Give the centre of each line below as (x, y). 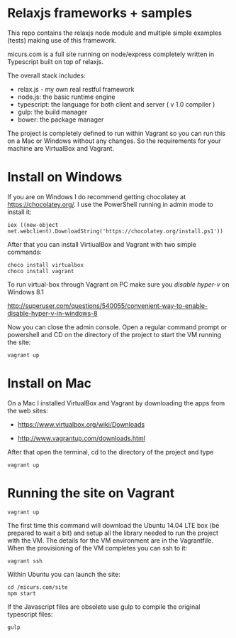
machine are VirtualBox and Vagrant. (61, 148)
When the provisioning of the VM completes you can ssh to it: (97, 548)
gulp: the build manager (52, 112)
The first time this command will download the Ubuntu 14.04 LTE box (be (113, 525)
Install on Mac (50, 384)
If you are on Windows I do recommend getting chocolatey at (97, 196)
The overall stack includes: (47, 75)
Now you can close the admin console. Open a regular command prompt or (117, 327)
